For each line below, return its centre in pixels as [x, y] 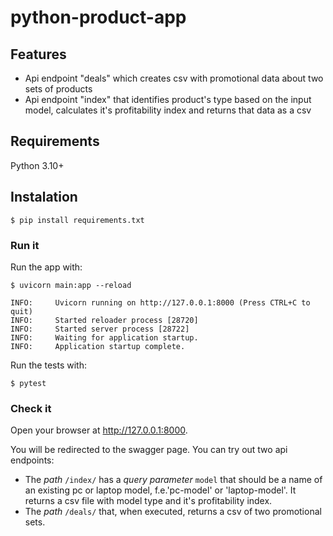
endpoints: [32, 460]
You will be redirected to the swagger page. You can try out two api [149, 450]
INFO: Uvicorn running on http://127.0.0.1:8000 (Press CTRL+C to [160, 302]
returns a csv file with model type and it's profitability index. [148, 501]
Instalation [44, 197]
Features [38, 54]
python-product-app [98, 17]
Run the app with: [46, 267]
